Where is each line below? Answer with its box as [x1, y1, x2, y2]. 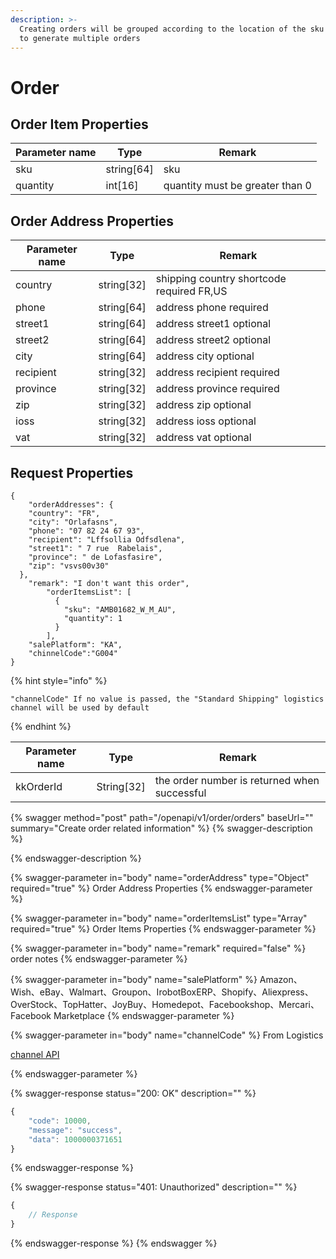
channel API [10, 1049, 60, 1060]
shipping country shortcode [155, 272, 287, 286]
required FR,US [155, 284, 228, 298]
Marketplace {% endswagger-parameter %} [53, 1010, 235, 1021]
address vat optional [155, 431, 252, 445]
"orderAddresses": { [28, 500, 114, 510]
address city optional [155, 349, 255, 363]
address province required [155, 382, 280, 396]
